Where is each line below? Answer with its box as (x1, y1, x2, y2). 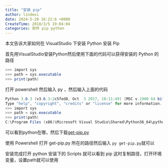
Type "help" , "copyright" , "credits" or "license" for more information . (5, 101, 162, 106)
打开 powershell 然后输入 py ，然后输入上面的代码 (5, 86, 108, 92)
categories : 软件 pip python (5, 26, 64, 31)
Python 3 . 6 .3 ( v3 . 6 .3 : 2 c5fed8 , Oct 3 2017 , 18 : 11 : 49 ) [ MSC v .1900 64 (5, 96, 155, 101)
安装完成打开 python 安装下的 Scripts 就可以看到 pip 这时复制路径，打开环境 (5, 151, 162, 156)
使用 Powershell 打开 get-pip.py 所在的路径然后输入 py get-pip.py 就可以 (5, 140, 155, 146)
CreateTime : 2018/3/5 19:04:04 (5, 21, 70, 27)
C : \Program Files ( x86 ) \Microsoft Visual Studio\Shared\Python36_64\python (5, 120, 166, 125)
